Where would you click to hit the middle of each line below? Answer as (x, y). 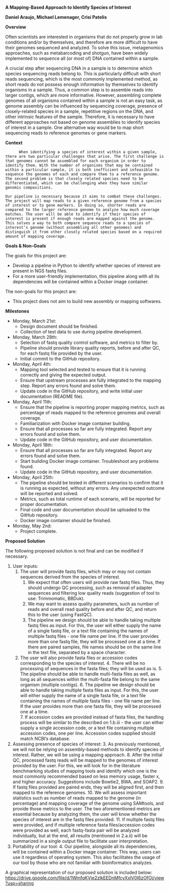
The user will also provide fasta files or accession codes (79, 658)
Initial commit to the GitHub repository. (60, 359)
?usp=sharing (19, 883)
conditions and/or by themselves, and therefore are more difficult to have (81, 42)
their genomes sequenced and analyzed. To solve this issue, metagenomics (84, 47)
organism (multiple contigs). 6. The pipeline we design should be (88, 685)
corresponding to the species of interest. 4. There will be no (82, 663)
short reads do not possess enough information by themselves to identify (82, 84)
